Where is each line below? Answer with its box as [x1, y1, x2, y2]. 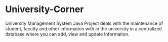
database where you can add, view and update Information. [5, 31, 130, 37]
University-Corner [5, 4, 84, 15]
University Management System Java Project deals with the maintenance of [5, 20, 163, 26]
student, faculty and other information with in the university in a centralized [5, 25, 162, 31]
